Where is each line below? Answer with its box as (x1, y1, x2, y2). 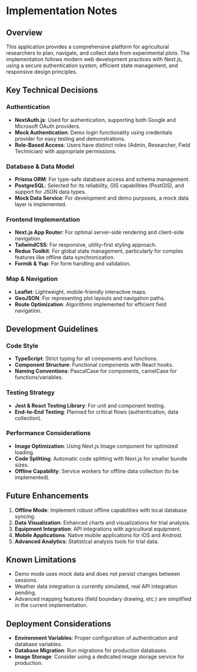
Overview (6, 28, 43, 38)
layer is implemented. (14, 200, 67, 207)
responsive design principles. (6, 68, 78, 75)
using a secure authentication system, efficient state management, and (6, 62, 178, 69)
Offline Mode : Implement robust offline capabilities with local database (14, 507, 187, 514)
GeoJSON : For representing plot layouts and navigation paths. (14, 294, 166, 302)
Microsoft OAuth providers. (14, 123, 81, 130)
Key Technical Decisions (6, 85, 98, 95)
